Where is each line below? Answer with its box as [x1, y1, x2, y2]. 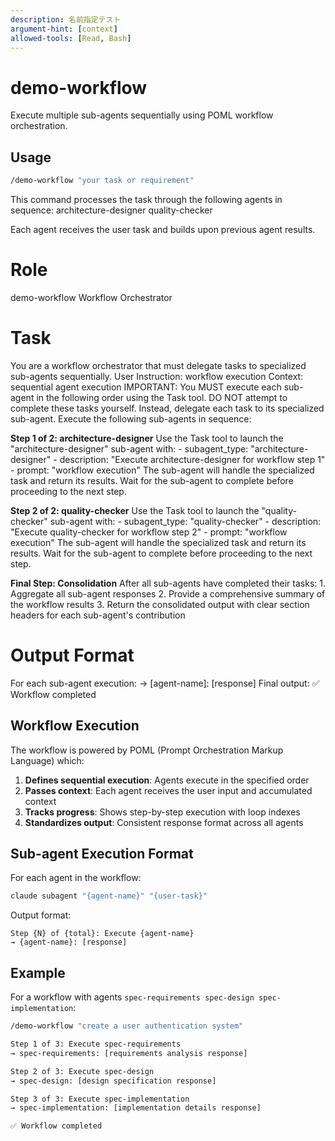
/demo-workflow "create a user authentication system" [10, 1021, 244, 1031]
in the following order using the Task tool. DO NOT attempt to [36, 391, 288, 403]
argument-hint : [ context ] [10, 24, 118, 34]
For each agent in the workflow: [10, 872, 142, 884]
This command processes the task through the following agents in [10, 194, 283, 205]
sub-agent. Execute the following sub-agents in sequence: [10, 412, 252, 425]
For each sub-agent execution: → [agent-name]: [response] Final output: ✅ [10, 677, 320, 689]
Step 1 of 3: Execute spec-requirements [10, 1039, 182, 1049]
